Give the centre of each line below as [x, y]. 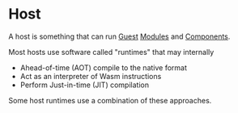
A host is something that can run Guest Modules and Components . [119, 36]
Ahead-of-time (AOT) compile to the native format [104, 67]
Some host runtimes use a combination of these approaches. [110, 100]
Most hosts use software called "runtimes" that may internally [111, 52]
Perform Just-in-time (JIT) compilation [85, 85]
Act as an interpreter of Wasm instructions [91, 76]
